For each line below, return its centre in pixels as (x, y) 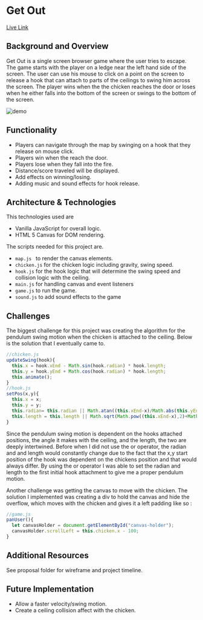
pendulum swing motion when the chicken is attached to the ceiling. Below (99, 337)
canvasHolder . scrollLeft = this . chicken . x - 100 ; (75, 531)
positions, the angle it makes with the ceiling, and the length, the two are (96, 440)
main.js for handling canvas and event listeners (74, 284)
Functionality (32, 130)
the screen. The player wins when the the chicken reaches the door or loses (101, 86)
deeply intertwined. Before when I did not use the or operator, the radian (96, 446)
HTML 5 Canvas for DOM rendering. (60, 235)
